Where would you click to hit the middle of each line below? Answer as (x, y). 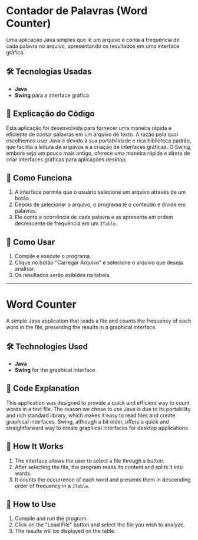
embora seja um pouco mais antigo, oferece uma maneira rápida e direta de (98, 153)
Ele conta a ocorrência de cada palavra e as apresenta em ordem (94, 217)
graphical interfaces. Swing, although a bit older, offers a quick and (88, 421)
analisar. (25, 269)
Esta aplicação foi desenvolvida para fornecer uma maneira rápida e (89, 128)
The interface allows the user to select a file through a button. (90, 461)
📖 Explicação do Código (51, 114)
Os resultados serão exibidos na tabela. (62, 275)
